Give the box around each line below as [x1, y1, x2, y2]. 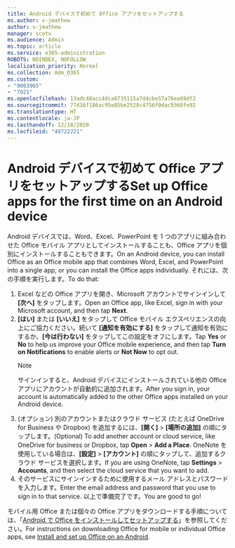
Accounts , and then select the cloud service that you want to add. [17, 467, 210, 475]
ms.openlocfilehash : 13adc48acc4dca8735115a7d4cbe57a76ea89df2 [7, 96, 196, 103]
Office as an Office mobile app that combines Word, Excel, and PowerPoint [7, 258, 224, 266]
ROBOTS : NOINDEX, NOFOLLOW [7, 56, 86, 63]
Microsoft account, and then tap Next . [17, 306, 128, 315]
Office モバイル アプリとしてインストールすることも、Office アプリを [20, 241, 221, 249]
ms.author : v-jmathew [7, 17, 71, 24]
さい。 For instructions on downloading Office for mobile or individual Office [7, 525, 226, 533]
